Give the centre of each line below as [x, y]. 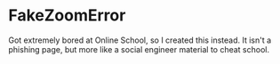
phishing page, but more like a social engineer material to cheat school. [139, 49]
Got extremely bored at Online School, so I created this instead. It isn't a [140, 40]
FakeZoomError [67, 16]
